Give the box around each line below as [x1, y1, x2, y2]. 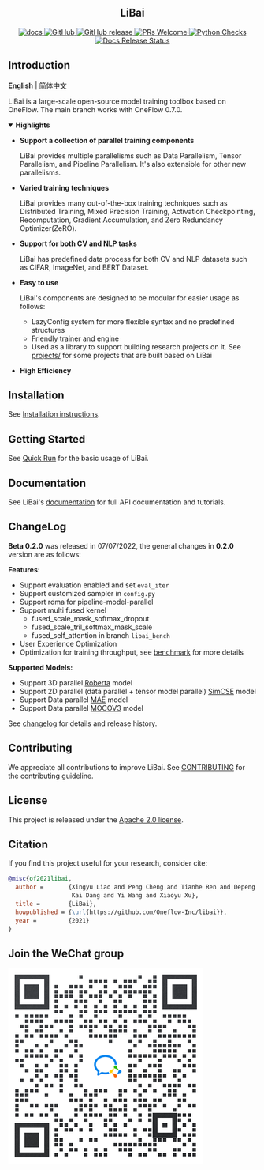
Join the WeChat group [8, 946, 125, 960]
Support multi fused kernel [19, 605, 107, 615]
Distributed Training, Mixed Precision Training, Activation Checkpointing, [19, 206, 256, 216]
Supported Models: [8, 662, 73, 672]
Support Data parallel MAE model [19, 695, 128, 704]
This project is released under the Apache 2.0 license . [8, 814, 184, 825]
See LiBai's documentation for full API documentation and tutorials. [8, 497, 226, 507]
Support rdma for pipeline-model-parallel [19, 597, 154, 606]
